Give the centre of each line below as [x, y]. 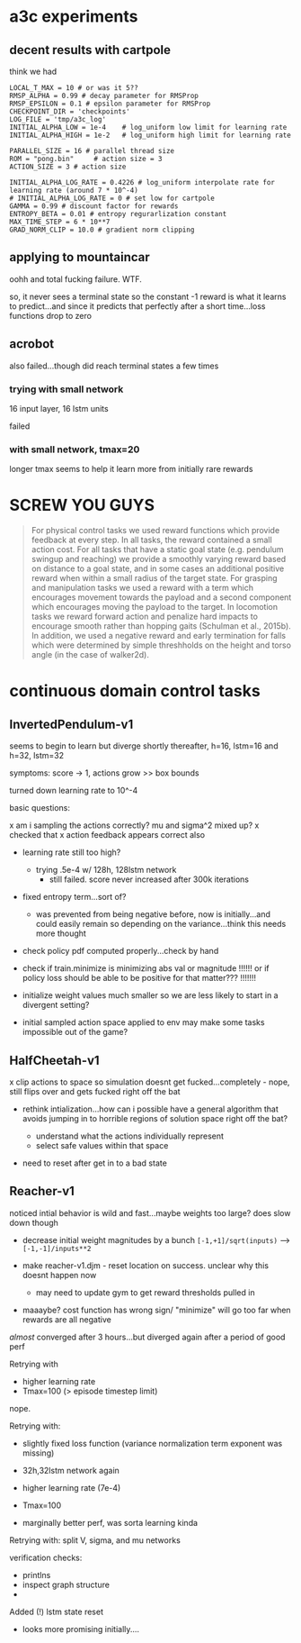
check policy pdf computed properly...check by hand [120, 951]
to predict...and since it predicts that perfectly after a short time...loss [137, 306]
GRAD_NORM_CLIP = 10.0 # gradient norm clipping [102, 230]
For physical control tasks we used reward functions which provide [155, 531]
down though [34, 1222]
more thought [61, 933]
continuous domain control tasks [135, 691]
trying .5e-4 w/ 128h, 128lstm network [106, 870]
